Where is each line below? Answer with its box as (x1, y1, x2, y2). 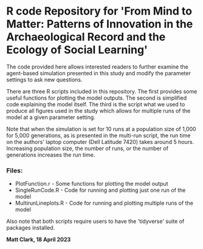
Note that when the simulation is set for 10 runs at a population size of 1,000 (6, 125, 196, 132)
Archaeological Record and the (6, 30, 166, 44)
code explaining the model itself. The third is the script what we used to (6, 100, 185, 107)
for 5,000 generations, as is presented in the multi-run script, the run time (6, 132, 191, 139)
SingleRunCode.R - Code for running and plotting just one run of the (15, 186, 186, 194)
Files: (6, 166, 23, 174)
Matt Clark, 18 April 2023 (6, 236, 71, 244)
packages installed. (6, 224, 55, 231)
